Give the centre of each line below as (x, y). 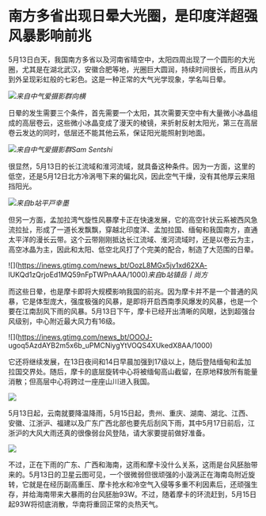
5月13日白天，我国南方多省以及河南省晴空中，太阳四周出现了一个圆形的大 (128, 59)
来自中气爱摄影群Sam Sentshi (65, 149)
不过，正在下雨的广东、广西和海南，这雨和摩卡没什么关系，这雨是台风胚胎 (129, 465)
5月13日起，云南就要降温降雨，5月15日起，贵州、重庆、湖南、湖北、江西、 (130, 413)
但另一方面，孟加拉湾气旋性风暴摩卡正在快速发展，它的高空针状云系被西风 (129, 219)
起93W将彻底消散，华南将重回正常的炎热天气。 (85, 504)
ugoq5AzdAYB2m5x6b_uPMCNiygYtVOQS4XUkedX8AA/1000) (110, 345)
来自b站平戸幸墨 (43, 203)
